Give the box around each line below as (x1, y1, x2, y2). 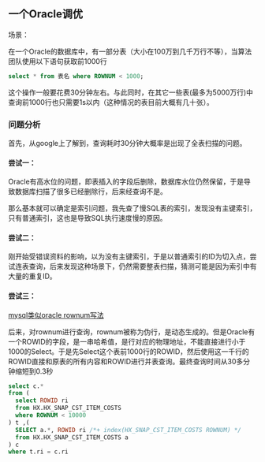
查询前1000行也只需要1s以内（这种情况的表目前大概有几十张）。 (8, 97, 215, 106)
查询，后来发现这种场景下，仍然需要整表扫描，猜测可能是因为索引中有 (28, 262, 257, 271)
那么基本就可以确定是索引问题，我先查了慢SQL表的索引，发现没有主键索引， (8, 203, 257, 213)
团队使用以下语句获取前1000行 (8, 56, 108, 65)
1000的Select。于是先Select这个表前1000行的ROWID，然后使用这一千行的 (8, 346, 250, 356)
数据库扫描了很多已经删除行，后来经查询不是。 (14, 187, 167, 196)
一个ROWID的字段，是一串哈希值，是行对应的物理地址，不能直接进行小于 (8, 337, 246, 346)
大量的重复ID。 (8, 271, 57, 281)
